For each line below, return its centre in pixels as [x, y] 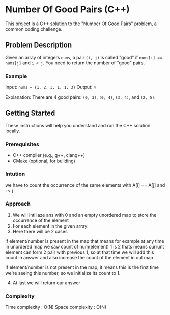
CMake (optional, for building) [44, 161]
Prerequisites [22, 144]
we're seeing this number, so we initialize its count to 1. [63, 273]
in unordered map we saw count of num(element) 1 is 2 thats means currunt [85, 246]
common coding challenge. [34, 29]
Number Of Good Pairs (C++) [67, 9]
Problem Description [39, 45]
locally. [13, 131]
